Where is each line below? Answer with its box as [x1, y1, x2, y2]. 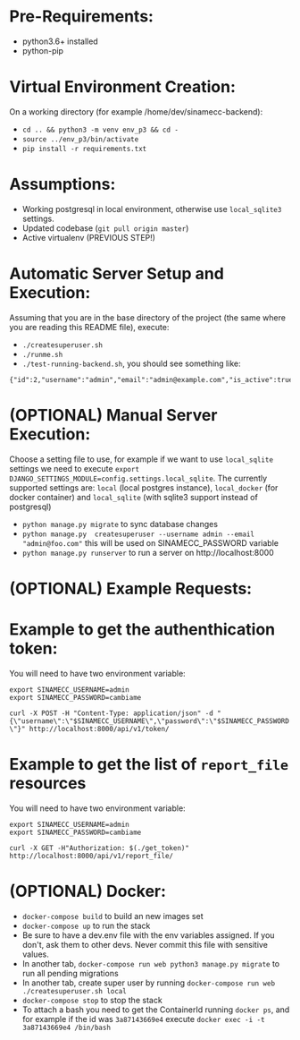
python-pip [21, 45, 64, 55]
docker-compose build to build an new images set [21, 910, 204, 921]
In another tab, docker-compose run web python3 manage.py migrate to [21, 958, 279, 968]
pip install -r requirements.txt [21, 144, 147, 153]
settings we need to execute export [9, 463, 140, 473]
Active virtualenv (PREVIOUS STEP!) [21, 232, 156, 243]
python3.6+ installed [21, 36, 98, 47]
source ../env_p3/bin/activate [21, 134, 139, 144]
